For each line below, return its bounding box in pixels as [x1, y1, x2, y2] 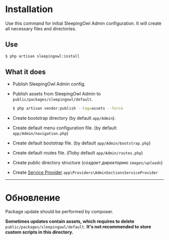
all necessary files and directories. [5, 25, 76, 31]
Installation [5, 4, 53, 15]
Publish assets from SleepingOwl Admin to [12, 91, 101, 97]
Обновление [5, 192, 60, 203]
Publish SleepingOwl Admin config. [12, 81, 86, 87]
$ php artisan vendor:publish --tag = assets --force [12, 106, 123, 111]
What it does [5, 68, 46, 76]
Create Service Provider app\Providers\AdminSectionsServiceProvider [12, 169, 158, 175]
